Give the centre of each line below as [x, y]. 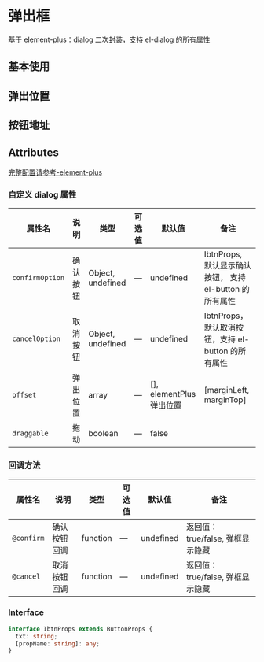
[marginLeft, [227, 390]
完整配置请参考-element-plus [55, 172]
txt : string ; [37, 636]
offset [24, 395]
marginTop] [225, 400]
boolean [103, 434]
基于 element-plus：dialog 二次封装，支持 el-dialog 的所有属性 [109, 39]
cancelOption [37, 339]
